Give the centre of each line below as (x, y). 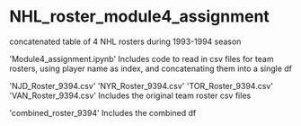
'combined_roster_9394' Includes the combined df (103, 112)
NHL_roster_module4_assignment (139, 17)
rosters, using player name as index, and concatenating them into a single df (151, 68)
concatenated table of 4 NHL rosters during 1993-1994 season (125, 41)
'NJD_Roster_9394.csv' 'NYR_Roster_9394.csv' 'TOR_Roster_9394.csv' (142, 85)
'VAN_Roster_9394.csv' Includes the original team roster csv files (130, 95)
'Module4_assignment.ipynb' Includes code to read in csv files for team (142, 58)
